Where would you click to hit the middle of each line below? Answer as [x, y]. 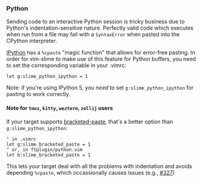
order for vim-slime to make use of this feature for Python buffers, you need [101, 59]
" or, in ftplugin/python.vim [45, 149]
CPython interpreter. [32, 41]
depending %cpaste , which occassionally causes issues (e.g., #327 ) [90, 172]
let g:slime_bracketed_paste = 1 [49, 144]
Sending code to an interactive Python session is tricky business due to [96, 22]
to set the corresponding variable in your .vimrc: [66, 65]
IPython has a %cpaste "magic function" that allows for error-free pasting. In [101, 53]
